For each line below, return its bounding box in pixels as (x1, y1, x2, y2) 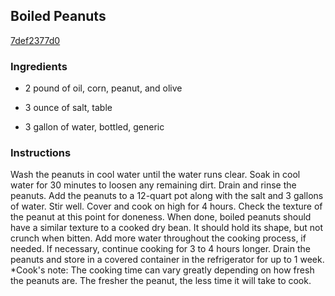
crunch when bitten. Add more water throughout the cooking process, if (10, 232, 307, 244)
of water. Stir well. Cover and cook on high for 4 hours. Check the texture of (10, 200, 323, 213)
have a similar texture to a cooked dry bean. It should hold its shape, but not (10, 222, 324, 234)
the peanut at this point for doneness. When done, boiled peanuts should (10, 211, 312, 223)
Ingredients (10, 59, 68, 73)
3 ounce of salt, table (24, 102, 113, 114)
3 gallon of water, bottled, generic (24, 121, 165, 133)
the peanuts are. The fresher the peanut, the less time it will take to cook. (10, 275, 312, 287)
